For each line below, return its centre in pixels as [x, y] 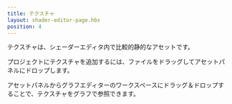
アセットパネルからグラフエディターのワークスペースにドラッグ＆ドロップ [113, 85]
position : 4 [24, 26]
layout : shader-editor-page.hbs [54, 20]
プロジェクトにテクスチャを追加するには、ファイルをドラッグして [101, 62]
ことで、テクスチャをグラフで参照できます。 [76, 94]
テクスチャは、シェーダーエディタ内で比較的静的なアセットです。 [100, 47]
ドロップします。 [50, 71]
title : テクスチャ [31, 14]
